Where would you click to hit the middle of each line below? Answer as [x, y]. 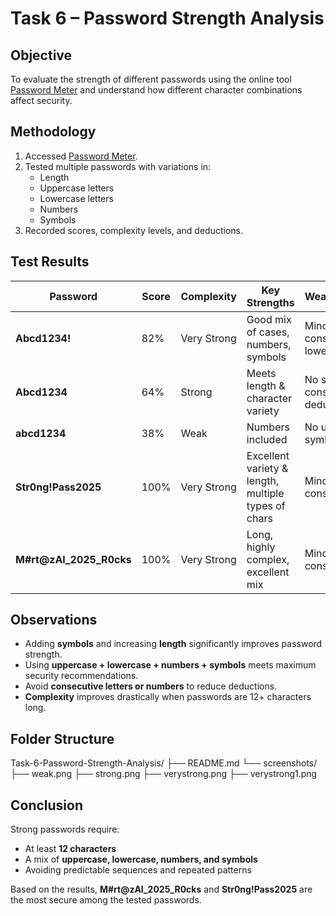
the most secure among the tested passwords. [106, 900]
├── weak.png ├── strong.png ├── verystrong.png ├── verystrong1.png [164, 774]
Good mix [269, 319]
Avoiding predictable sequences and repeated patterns [138, 870]
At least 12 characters [70, 849]
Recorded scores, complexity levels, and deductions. [134, 230]
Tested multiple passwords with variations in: [118, 166]
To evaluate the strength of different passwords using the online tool [151, 79]
